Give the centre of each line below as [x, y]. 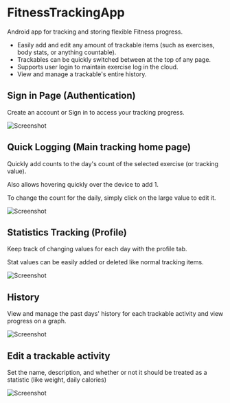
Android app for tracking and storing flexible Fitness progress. [95, 32]
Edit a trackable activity [59, 356]
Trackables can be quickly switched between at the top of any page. [114, 59]
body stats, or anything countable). [67, 52]
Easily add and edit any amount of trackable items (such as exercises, [116, 45]
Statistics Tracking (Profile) [67, 232]
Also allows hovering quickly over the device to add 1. [83, 184]
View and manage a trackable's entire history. [82, 74]
